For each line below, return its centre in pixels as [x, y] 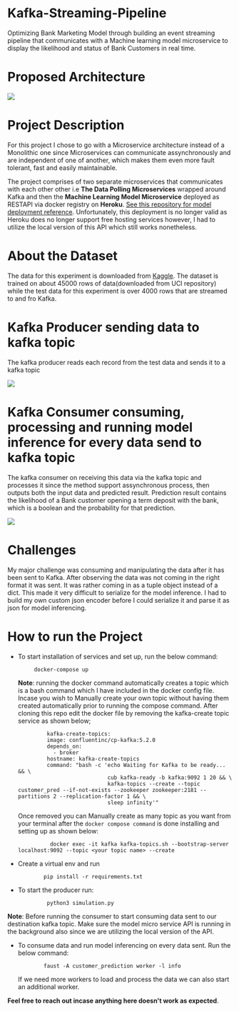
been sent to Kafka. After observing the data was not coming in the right [113, 577]
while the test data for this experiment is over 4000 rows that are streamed [117, 291]
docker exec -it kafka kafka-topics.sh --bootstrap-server [139, 844]
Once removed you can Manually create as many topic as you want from [124, 816]
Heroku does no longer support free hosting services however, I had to [112, 219]
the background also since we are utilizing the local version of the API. [111, 931]
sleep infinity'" [133, 802]
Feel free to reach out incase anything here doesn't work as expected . [113, 1001]
